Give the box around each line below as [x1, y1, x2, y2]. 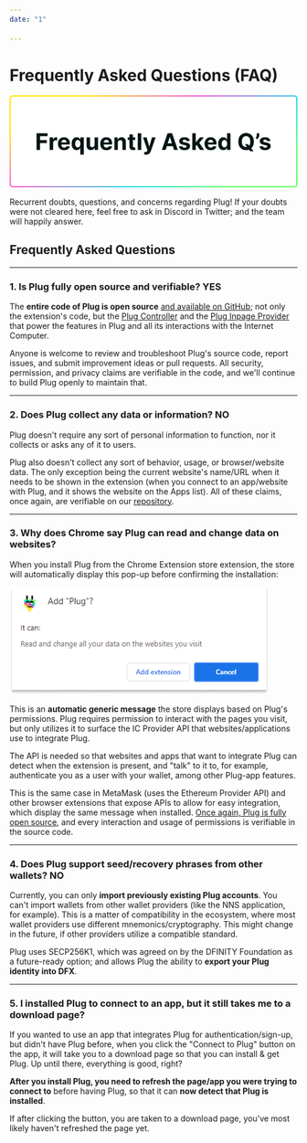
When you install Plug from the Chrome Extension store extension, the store [9, 558, 295, 570]
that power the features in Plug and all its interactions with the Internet [9, 321, 274, 332]
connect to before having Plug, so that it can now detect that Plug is [9, 1085, 270, 1096]
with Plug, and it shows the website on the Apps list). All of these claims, [9, 485, 282, 497]
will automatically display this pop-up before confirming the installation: [9, 568, 279, 579]
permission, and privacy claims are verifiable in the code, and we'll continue [9, 367, 295, 378]
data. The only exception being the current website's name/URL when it [9, 466, 280, 477]
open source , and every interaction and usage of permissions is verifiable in [9, 816, 295, 827]
